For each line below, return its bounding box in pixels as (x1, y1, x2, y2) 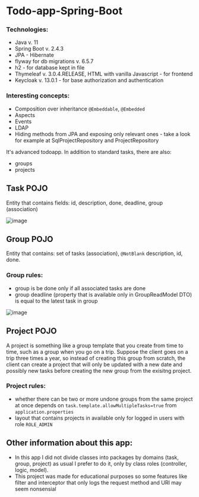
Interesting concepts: (6, 92, 70, 100)
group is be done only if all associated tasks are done (14, 284, 146, 292)
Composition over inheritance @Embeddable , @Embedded (14, 105, 146, 112)
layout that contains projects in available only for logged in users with (14, 414, 185, 421)
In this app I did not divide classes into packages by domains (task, (14, 454, 179, 461)
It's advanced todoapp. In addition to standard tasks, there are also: (6, 148, 172, 155)
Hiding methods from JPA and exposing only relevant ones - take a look (14, 130, 191, 137)
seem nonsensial (14, 485, 56, 492)
